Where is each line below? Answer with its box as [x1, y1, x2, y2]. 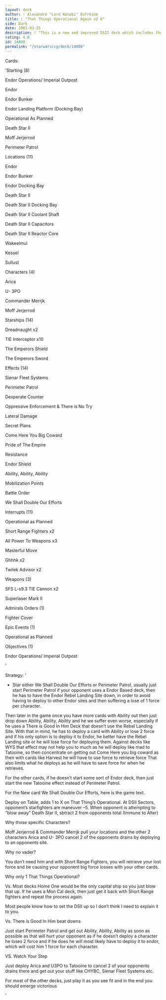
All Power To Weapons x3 [5, 538, 58, 544]
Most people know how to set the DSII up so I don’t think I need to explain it [5, 903, 159, 909]
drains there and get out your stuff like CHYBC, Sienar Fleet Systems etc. [5, 968, 154, 974]
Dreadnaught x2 [5, 327, 38, 333]
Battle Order [5, 490, 30, 496]
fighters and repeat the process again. [5, 893, 83, 899]
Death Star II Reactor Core [5, 230, 59, 236]
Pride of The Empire [5, 442, 46, 447]
